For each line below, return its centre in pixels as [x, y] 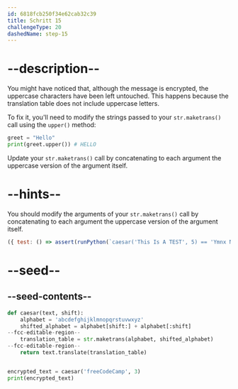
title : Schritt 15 [34, 21]
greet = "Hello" [31, 138]
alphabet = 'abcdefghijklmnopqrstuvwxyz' [82, 319]
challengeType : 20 [34, 27]
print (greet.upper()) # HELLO [52, 145]
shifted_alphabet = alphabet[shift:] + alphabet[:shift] [106, 326]
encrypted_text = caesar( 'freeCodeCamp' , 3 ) [74, 371]
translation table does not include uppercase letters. [83, 104]
